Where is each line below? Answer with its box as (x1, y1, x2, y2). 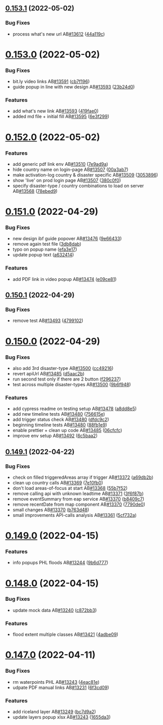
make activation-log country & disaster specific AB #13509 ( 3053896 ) (12, 171, 158, 178)
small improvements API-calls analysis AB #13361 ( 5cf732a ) (12, 512, 137, 518)
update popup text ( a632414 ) (12, 252, 74, 258)
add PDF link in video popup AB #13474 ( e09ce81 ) (12, 276, 117, 282)
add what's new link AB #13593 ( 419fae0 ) (12, 108, 99, 114)
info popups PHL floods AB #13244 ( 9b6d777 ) (12, 560, 109, 566)
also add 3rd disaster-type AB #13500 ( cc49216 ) (12, 365, 114, 371)
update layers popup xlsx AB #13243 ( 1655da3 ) (12, 714, 111, 720)
